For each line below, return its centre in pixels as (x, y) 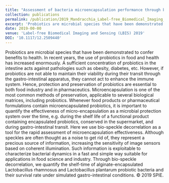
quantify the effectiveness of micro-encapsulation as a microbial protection (83, 111)
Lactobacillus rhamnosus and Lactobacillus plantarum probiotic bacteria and (84, 169)
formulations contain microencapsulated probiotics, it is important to (76, 106)
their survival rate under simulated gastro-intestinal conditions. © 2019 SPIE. (84, 175)
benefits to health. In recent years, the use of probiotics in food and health (82, 57)
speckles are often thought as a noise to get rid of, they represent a (75, 138)
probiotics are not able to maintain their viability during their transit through (83, 73)
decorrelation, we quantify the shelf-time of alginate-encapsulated (74, 164)
